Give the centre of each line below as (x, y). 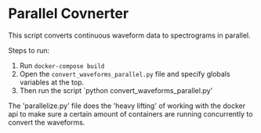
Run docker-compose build (62, 65)
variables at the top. (52, 82)
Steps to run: (29, 50)
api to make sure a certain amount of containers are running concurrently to (130, 113)
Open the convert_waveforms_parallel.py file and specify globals (125, 74)
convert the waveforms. (47, 122)
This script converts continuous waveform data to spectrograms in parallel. (129, 35)
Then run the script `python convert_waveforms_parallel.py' (116, 90)
